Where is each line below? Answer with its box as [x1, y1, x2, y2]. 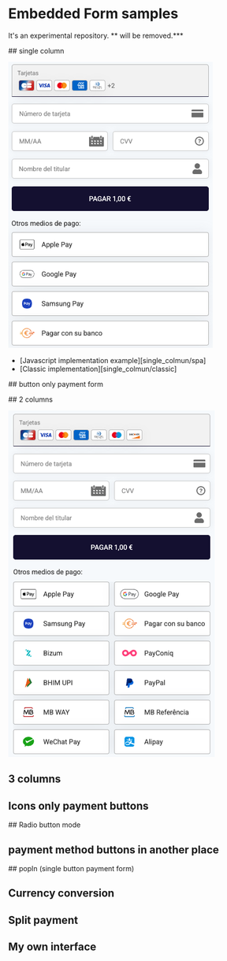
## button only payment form [8, 379, 104, 388]
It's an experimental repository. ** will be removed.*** [8, 31, 184, 40]
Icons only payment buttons [8, 799, 149, 812]
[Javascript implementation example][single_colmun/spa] [19, 355, 207, 365]
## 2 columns [8, 395, 54, 404]
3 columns [8, 773, 61, 786]
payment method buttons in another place [8, 843, 219, 856]
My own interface [8, 941, 97, 954]
